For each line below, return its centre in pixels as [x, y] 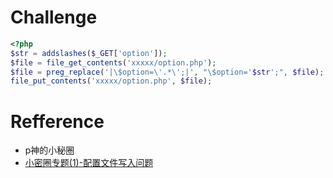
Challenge [54, 17]
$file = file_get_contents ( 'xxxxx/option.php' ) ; [113, 62]
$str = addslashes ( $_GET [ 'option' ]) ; [89, 53]
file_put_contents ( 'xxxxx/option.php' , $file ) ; [111, 81]
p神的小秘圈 [49, 150]
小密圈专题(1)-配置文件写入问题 [89, 163]
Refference [57, 121]
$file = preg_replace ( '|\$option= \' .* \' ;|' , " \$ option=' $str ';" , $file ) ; [167, 72]
